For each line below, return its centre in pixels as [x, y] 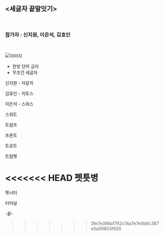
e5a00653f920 [106, 229]
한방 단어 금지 [25, 67]
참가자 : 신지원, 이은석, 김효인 [38, 34]
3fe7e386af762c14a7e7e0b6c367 [125, 224]
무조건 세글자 [25, 72]
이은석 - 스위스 [19, 104]
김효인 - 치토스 [19, 94]
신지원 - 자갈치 [19, 83]
